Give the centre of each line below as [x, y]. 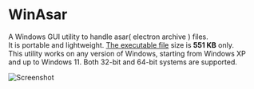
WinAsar [38, 15]
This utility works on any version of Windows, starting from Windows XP [127, 53]
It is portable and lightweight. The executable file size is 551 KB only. [121, 44]
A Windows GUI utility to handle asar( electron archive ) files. [109, 37]
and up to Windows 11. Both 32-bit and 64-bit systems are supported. [123, 62]
